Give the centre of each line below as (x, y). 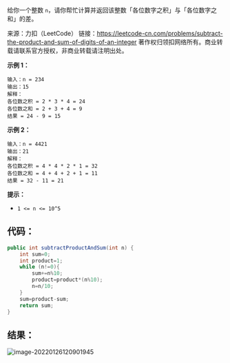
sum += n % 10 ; (48, 273)
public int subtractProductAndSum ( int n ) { (71, 248)
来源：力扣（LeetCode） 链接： (52, 33)
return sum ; (36, 305)
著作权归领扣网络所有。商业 (177, 42)
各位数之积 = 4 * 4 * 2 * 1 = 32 (52, 166)
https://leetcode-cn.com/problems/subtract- (160, 33)
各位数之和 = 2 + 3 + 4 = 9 (45, 109)
